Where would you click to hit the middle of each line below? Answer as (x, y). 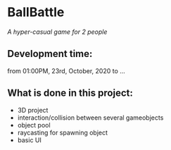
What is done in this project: (70, 93)
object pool (34, 125)
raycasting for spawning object (62, 132)
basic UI (30, 140)
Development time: (50, 54)
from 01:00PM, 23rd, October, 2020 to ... (66, 70)
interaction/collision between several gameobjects (90, 118)
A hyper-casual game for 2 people (57, 32)
